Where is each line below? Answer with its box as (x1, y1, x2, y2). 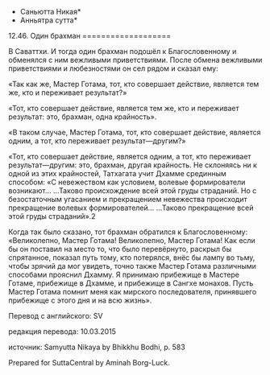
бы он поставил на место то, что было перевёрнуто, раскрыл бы (8, 245, 232, 253)
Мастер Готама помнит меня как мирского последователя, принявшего (8, 287, 257, 296)
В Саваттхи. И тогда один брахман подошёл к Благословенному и (8, 47, 237, 56)
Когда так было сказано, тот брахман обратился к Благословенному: (8, 227, 248, 237)
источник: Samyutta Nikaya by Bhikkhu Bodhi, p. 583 (8, 342, 185, 352)
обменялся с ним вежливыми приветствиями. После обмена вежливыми (8, 56, 263, 64)
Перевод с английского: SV (8, 311, 103, 320)
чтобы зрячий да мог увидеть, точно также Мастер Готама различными (8, 262, 256, 270)
